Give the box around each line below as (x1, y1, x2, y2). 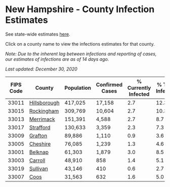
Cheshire (29, 140, 51, 147)
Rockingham (29, 107, 59, 115)
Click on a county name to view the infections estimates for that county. (5, 41, 155, 47)
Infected (129, 90, 150, 97)
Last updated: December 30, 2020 (5, 66, 77, 72)
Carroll (29, 157, 46, 164)
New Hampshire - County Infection (5, 4, 155, 15)
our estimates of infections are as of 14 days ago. (5, 56, 109, 62)
